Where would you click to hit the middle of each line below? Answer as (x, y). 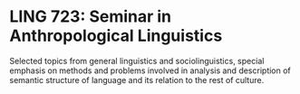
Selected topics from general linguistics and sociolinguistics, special (137, 61)
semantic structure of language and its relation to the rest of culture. (137, 80)
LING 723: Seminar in (91, 17)
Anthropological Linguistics (116, 36)
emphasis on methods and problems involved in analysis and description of (150, 70)
